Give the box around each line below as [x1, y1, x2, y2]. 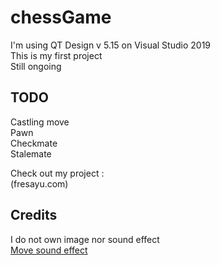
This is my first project [10, 49, 103, 61]
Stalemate [10, 147, 52, 160]
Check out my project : [10, 167, 105, 179]
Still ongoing [10, 60, 62, 72]
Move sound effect [10, 244, 88, 256]
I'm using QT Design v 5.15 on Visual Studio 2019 [10, 39, 212, 51]
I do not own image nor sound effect [10, 233, 160, 245]
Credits [10, 207, 58, 224]
